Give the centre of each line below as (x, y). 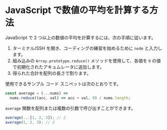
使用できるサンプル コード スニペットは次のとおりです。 (63, 83)
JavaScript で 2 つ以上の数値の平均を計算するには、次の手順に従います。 (80, 37)
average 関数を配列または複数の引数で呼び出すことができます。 (70, 108)
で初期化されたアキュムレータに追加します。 (58, 67)
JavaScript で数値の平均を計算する (77, 10)
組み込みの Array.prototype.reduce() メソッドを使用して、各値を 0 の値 (86, 60)
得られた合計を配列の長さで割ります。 (52, 73)
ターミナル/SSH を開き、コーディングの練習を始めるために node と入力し (87, 48)
